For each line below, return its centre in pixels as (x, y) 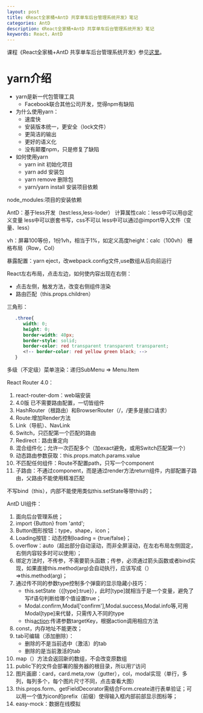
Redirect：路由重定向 (42, 441)
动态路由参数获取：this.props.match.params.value (78, 456)
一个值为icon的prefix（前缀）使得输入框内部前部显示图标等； (102, 696)
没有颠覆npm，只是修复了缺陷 (62, 149)
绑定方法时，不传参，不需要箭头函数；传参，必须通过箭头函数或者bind (103, 561)
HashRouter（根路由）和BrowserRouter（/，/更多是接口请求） (93, 410)
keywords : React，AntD (35, 34)
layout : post (23, 12)
